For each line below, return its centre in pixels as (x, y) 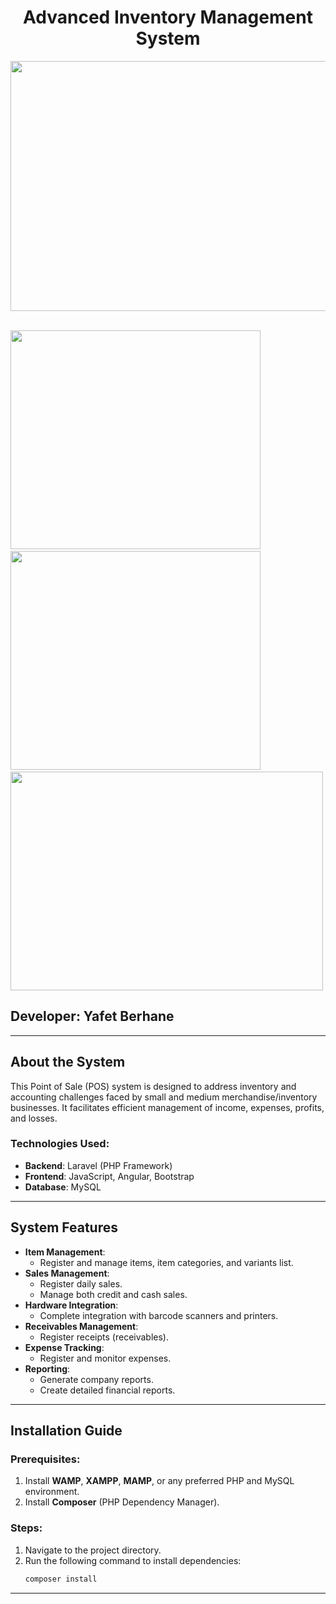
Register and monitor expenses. (105, 1358)
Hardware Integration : (71, 1305)
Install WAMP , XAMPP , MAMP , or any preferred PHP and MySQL (159, 1481)
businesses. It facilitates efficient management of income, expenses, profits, (167, 1107)
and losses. (34, 1118)
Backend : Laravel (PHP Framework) (98, 1165)
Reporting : (47, 1368)
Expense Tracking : (64, 1347)
